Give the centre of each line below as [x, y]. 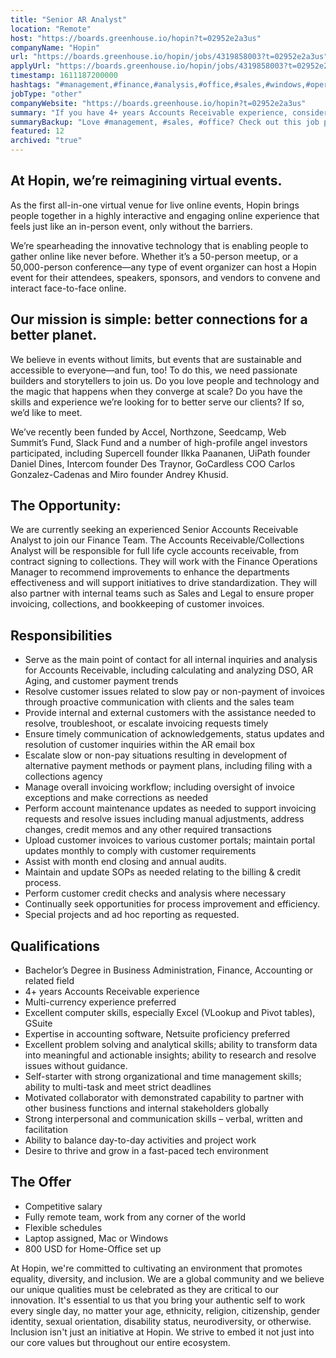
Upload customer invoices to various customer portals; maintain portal [170, 840]
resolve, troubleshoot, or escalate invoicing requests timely [146, 723]
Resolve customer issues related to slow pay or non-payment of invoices [174, 692]
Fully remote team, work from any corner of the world [135, 1217]
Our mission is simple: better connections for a [159, 319]
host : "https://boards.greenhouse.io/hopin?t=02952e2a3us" [136, 38]
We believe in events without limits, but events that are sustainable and [156, 359]
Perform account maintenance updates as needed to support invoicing [170, 808]
